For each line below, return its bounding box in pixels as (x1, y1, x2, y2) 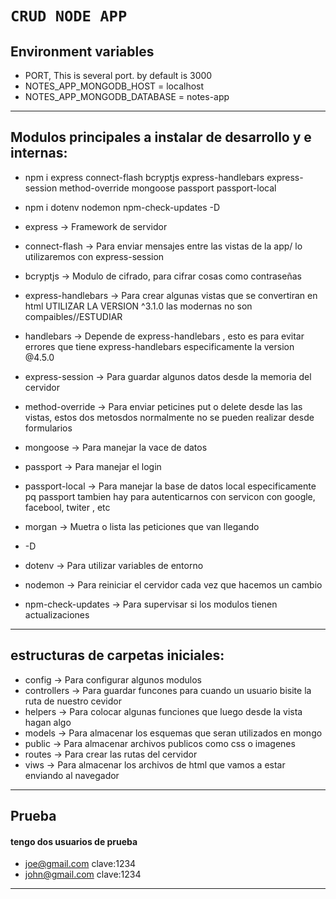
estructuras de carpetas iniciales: (10, 647, 225, 664)
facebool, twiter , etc (24, 501, 111, 513)
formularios (24, 422, 73, 434)
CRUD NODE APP (10, 7, 128, 26)
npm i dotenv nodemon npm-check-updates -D (24, 201, 221, 213)
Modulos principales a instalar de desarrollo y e (10, 129, 312, 146)
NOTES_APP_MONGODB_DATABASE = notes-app (24, 91, 230, 102)
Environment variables (10, 43, 155, 60)
